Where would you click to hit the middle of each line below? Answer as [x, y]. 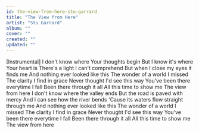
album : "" [18, 28]
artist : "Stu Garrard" [34, 23]
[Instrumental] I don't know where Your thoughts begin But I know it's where [100, 61]
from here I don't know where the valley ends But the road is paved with [94, 93]
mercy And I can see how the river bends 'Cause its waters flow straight [95, 99]
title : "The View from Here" [42, 17]
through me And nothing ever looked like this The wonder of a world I [91, 106]
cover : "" [18, 34]
